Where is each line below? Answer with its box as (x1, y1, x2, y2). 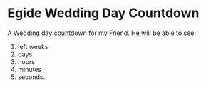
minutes (17, 65, 41, 73)
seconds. (17, 73, 46, 81)
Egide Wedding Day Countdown (7, 5, 200, 21)
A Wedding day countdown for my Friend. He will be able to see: (7, 29, 197, 37)
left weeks (17, 42, 48, 51)
